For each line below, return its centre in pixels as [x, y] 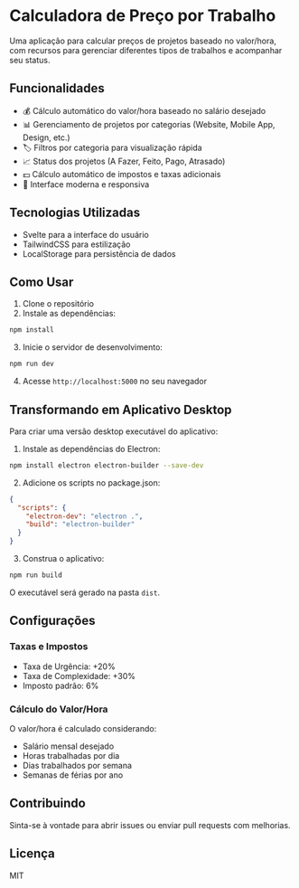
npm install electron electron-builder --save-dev [107, 465]
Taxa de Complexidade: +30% [79, 675]
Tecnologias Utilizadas [75, 213]
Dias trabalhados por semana [77, 765]
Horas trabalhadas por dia [71, 755]
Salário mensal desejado [68, 746]
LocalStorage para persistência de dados [99, 253]
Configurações [53, 621]
